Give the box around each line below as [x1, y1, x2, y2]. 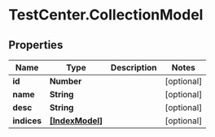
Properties [8, 38, 64, 52]
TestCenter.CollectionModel [8, 6, 204, 24]
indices [12, 115, 42, 126]
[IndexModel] [49, 115, 103, 126]
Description [110, 62, 157, 73]
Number [49, 75, 82, 87]
